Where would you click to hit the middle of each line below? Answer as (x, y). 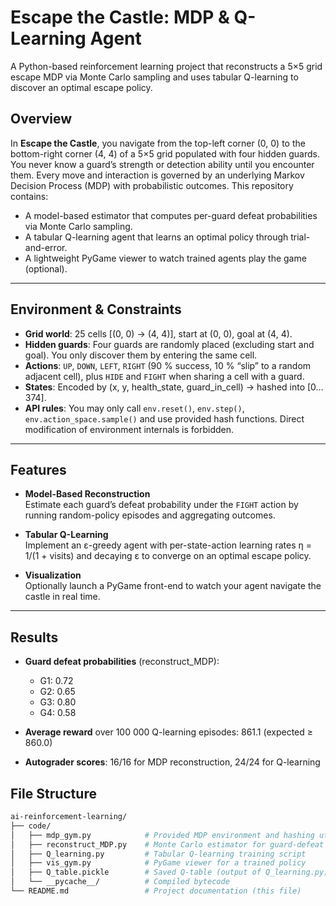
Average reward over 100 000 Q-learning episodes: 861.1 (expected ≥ (169, 732)
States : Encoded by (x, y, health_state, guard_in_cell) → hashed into (165, 387)
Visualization (53, 575)
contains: (29, 196)
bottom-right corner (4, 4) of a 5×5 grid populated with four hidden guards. (165, 153)
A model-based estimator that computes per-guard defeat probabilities (171, 215)
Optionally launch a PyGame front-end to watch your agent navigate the (173, 586)
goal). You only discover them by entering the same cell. (141, 355)
